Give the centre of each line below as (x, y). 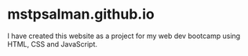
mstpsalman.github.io (81, 14)
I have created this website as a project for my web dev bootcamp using (124, 36)
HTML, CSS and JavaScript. (53, 44)
